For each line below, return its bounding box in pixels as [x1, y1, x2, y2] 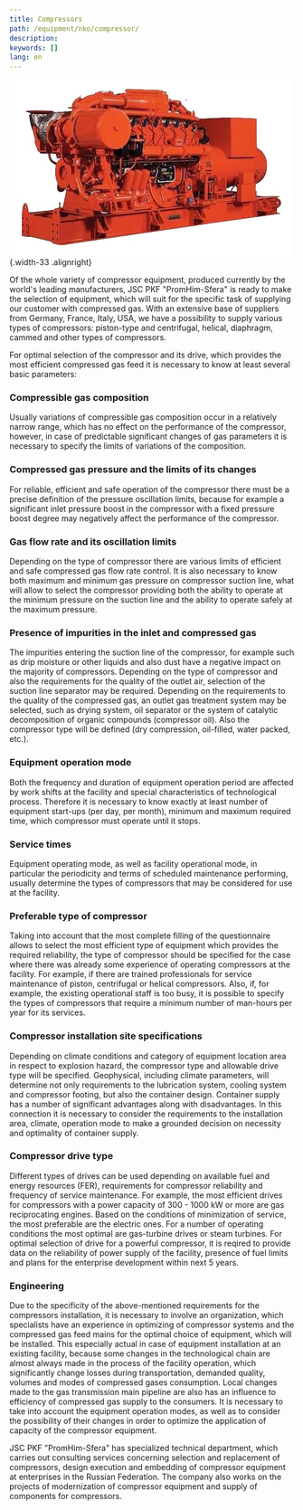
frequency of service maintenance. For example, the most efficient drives [9, 1190, 283, 1201]
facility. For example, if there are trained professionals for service [9, 969, 252, 980]
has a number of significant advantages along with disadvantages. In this [9, 1098, 282, 1109]
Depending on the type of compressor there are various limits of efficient [9, 556, 282, 567]
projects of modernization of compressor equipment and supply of [9, 1481, 258, 1492]
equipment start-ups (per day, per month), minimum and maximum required [9, 805, 291, 816]
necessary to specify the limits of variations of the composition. [9, 441, 247, 451]
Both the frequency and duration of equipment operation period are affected [9, 776, 294, 787]
